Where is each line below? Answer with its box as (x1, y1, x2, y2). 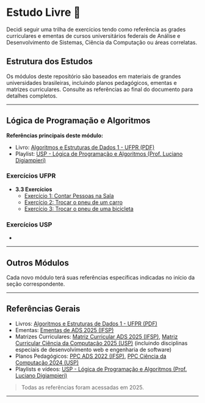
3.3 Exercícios (15, 186, 52, 193)
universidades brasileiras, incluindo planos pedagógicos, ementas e (6, 79, 177, 86)
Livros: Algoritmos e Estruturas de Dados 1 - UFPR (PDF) (15, 320, 157, 327)
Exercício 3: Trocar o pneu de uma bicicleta (24, 205, 134, 212)
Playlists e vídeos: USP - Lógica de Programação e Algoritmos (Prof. (15, 365, 187, 372)
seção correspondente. (6, 280, 65, 288)
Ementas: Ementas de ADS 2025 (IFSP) (15, 326, 114, 333)
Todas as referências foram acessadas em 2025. (21, 383, 145, 391)
